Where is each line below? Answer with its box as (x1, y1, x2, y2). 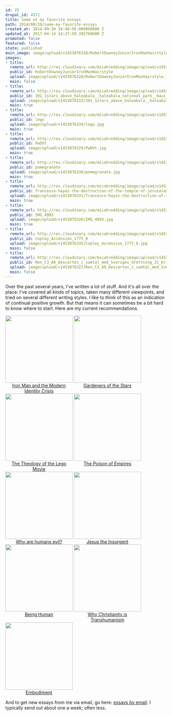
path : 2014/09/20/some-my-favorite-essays (5, 22, 97, 27)
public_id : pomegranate (10, 164, 60, 170)
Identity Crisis (24, 388, 54, 394)
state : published (5, 46, 42, 51)
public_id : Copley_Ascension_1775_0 (10, 236, 88, 241)
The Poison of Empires (83, 460, 132, 467)
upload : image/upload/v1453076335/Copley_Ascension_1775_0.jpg (10, 241, 147, 246)
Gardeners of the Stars (83, 382, 132, 388)
